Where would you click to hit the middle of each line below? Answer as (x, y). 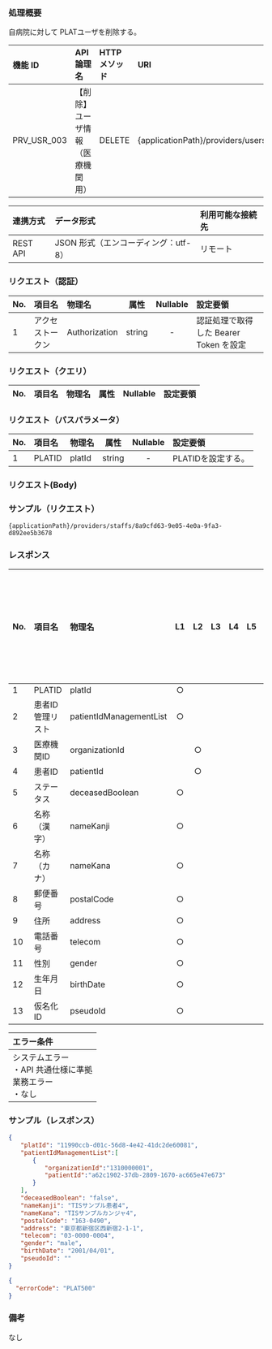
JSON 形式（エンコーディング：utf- (123, 243)
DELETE (115, 141)
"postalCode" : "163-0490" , (66, 1221)
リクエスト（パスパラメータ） (66, 420)
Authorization (93, 332)
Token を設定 (221, 344)
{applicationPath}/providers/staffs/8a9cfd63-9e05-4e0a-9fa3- (115, 526)
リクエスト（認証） (46, 282)
